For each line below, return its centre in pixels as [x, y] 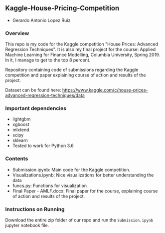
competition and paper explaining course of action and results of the [76, 75]
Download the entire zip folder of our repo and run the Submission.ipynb [79, 220]
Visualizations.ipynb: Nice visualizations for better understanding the [83, 175]
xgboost [21, 124]
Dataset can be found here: [33, 90]
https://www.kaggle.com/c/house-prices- [105, 90]
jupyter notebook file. [27, 225]
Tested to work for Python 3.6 [43, 146]
